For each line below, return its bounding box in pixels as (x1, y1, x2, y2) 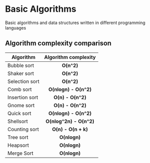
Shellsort (7, 118, 28, 125)
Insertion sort (7, 94, 38, 101)
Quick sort (7, 109, 32, 116)
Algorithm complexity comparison (5, 39, 111, 48)
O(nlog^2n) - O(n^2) (45, 118, 94, 125)
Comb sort (7, 86, 32, 93)
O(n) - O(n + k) (52, 126, 88, 133)
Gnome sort (7, 102, 35, 109)
